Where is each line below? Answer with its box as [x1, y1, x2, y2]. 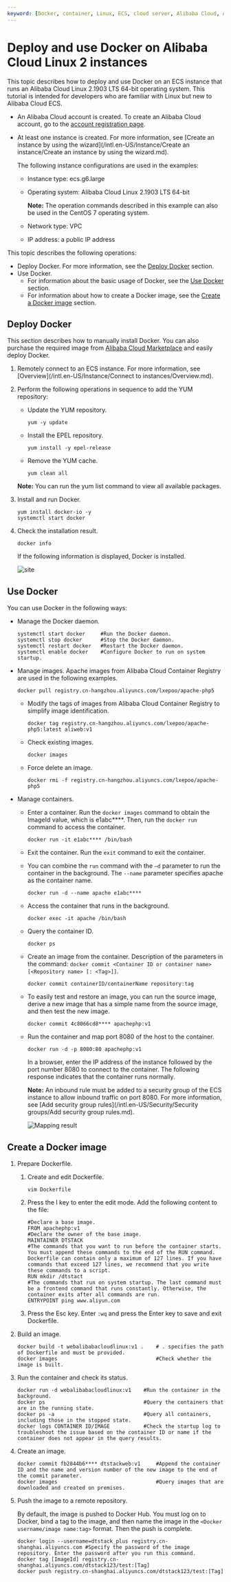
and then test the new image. [27, 1007, 110, 1016]
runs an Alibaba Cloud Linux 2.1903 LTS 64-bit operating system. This [7, 84, 205, 93]
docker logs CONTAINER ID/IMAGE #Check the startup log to [16, 1423, 221, 1430]
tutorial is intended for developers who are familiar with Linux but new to [7, 92, 212, 100]
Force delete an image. [27, 764, 93, 772]
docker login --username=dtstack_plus [16, 1538, 129, 1545]
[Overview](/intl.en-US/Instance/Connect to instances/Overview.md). [16, 372, 214, 380]
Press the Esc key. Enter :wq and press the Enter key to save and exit [27, 1309, 222, 1318]
